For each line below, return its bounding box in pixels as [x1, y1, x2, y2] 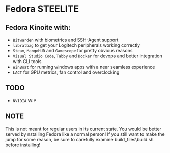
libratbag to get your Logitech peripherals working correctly [12, 42, 140, 48]
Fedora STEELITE [5, 3, 79, 15]
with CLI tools [12, 58, 42, 64]
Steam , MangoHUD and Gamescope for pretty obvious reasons [12, 48, 133, 53]
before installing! [5, 142, 41, 148]
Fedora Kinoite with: [5, 23, 71, 32]
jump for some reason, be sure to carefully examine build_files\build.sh [5, 136, 154, 142]
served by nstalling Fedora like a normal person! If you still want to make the [5, 131, 165, 137]
